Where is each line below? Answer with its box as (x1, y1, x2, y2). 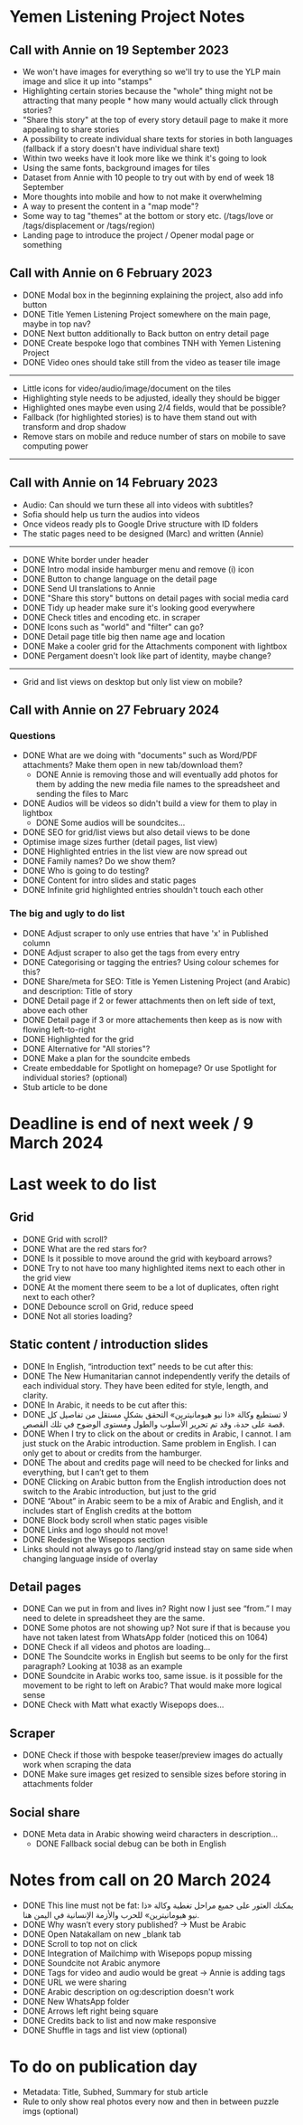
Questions (9, 729, 56, 742)
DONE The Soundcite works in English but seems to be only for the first (22, 1651, 289, 1662)
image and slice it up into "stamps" (22, 76, 153, 87)
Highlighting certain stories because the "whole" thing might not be (22, 86, 273, 96)
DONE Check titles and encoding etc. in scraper (22, 612, 201, 622)
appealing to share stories (22, 124, 120, 135)
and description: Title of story (22, 985, 133, 996)
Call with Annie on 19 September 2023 (9, 43, 230, 58)
